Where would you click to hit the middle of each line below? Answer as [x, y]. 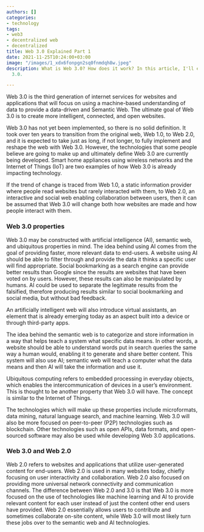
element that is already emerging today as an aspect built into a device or [98, 316]
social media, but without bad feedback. [56, 298]
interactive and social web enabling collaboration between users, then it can [102, 198]
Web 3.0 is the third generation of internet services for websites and [92, 97]
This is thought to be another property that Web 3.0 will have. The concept [100, 391]
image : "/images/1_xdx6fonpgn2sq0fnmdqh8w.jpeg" [69, 63]
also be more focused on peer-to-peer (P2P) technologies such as [90, 423]
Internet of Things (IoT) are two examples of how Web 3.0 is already [91, 167]
